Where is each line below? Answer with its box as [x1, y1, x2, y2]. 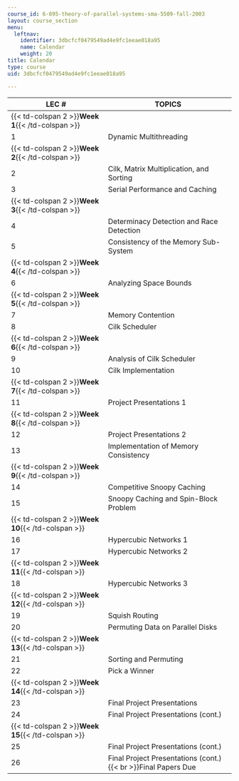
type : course [7, 63, 46, 71]
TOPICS [154, 99, 181, 109]
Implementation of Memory [107, 441, 199, 451]
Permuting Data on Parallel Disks [107, 622, 218, 632]
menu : [7, 24, 23, 31]
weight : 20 [20, 51, 53, 58]
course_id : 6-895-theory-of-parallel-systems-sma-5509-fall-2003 [7, 10, 205, 18]
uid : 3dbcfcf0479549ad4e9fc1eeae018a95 [7, 70, 126, 77]
